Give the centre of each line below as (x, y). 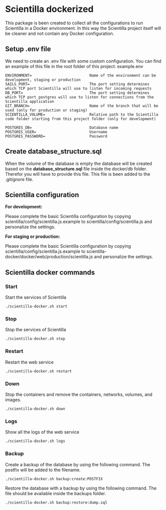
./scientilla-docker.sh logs (35, 441)
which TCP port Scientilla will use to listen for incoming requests (79, 88)
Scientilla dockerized (49, 9)
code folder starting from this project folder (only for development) (81, 119)
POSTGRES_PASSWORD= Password (56, 136)
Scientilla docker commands (50, 272)
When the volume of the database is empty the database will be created (79, 163)
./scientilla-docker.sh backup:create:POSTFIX (54, 479)
